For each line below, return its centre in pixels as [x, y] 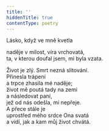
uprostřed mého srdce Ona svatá [48, 115]
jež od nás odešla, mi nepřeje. [44, 102]
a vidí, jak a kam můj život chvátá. [49, 122]
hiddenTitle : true [30, 18]
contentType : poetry [33, 23]
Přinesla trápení [26, 77]
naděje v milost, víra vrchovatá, [46, 52]
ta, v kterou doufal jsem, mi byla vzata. [55, 59]
